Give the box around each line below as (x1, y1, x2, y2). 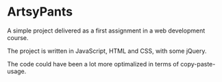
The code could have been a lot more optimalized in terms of (7, 60, 180, 68)
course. (7, 33, 29, 41)
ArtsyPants (7, 4, 73, 20)
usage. (7, 67, 27, 75)
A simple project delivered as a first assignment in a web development (7, 26, 206, 35)
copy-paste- (180, 60, 216, 68)
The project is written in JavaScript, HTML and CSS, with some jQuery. (7, 47, 207, 55)
